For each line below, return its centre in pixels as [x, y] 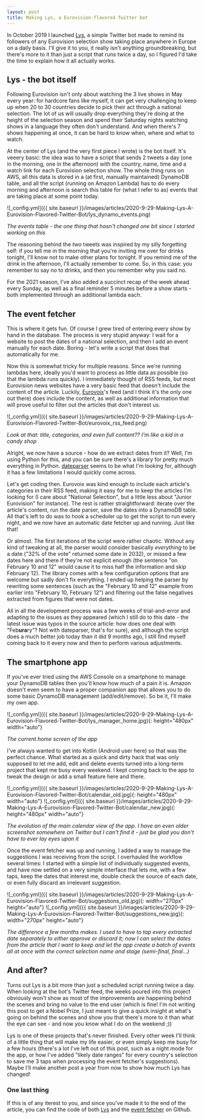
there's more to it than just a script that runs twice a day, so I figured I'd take [102, 54]
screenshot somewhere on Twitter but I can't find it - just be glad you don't [100, 832]
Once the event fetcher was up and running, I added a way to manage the [99, 850]
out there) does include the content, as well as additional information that [98, 399]
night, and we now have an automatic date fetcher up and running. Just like [101, 523]
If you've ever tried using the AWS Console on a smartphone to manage [96, 677]
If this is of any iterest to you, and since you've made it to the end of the [97, 1103]
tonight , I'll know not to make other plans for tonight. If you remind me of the [102, 257]
